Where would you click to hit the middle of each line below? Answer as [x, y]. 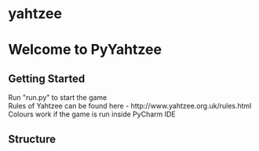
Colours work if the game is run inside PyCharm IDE [92, 114]
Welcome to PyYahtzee [85, 50]
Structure [32, 139]
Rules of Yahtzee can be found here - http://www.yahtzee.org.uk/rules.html [130, 106]
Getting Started [47, 78]
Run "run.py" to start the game [58, 98]
